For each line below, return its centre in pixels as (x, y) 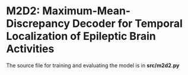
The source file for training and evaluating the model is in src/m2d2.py (93, 65)
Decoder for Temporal (127, 24)
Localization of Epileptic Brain (81, 36)
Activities (30, 49)
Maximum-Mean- (87, 11)
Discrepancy (38, 24)
